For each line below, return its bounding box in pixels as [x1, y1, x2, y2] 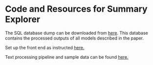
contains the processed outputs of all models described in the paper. [5, 35, 144, 41]
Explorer [5, 14, 41, 25]
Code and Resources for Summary [5, 3, 148, 15]
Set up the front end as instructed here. [5, 44, 85, 50]
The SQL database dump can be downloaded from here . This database [5, 30, 148, 36]
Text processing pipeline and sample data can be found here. [5, 54, 129, 60]
